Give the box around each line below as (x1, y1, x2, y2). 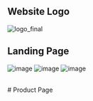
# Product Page (7, 85, 53, 94)
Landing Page (7, 46, 70, 58)
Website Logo (7, 6, 70, 18)
